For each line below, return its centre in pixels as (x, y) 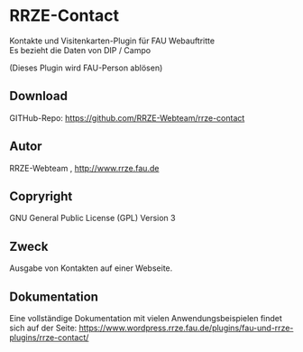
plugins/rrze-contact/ (49, 338)
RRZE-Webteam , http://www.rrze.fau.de (84, 168)
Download (38, 96)
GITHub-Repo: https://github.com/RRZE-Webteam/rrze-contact (127, 117)
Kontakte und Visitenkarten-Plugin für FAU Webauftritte (112, 41)
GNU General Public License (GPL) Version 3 (92, 218)
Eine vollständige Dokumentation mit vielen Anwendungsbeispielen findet (146, 318)
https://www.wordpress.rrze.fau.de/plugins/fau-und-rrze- (186, 328)
